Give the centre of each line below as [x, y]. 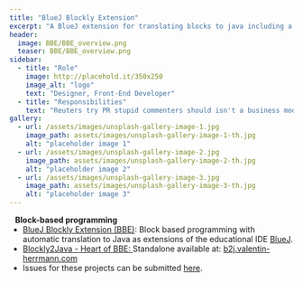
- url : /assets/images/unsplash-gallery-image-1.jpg [119, 127]
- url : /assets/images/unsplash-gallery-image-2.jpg [119, 152]
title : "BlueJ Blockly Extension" [74, 18]
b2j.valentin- [247, 249]
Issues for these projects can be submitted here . [112, 268]
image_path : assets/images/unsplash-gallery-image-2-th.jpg [141, 160]
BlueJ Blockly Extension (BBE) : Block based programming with [138, 230]
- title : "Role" [48, 69]
